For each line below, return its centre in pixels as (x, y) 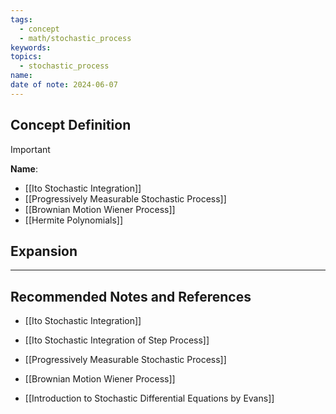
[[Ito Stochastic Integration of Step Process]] (117, 340)
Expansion (44, 251)
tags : (21, 19)
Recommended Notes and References (131, 296)
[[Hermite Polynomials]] (74, 220)
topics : (26, 57)
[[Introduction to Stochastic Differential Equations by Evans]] (149, 398)
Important (30, 149)
